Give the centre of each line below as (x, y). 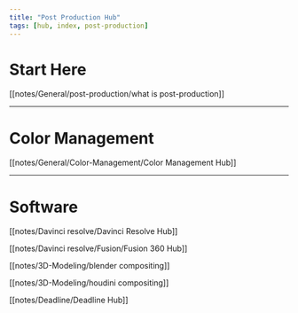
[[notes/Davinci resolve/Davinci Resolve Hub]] (94, 231)
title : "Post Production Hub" (65, 17)
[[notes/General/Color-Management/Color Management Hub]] (123, 163)
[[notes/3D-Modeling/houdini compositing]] (89, 283)
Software (43, 207)
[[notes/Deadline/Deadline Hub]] (69, 300)
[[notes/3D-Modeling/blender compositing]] (90, 266)
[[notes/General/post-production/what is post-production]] (117, 94)
